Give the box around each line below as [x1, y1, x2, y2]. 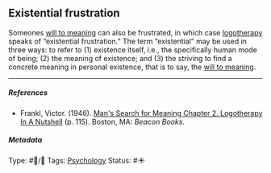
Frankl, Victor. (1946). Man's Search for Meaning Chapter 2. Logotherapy [19, 108, 263, 117]
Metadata [8, 135, 43, 145]
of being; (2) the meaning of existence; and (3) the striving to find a [8, 53, 232, 63]
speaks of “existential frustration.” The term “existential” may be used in [8, 36, 248, 46]
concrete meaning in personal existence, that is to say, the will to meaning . [8, 62, 256, 72]
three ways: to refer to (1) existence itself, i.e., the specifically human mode [8, 44, 258, 55]
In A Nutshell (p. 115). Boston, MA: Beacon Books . [19, 117, 186, 126]
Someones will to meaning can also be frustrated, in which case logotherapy [8, 27, 263, 37]
